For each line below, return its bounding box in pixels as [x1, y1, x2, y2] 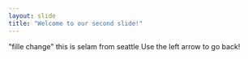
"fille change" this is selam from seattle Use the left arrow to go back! [8, 41, 241, 51]
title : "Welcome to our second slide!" [8, 19, 143, 27]
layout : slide [8, 11, 57, 20]
